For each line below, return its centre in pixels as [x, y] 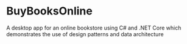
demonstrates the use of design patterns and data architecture [85, 34]
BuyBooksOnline [49, 11]
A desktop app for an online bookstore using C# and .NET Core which [94, 28]
